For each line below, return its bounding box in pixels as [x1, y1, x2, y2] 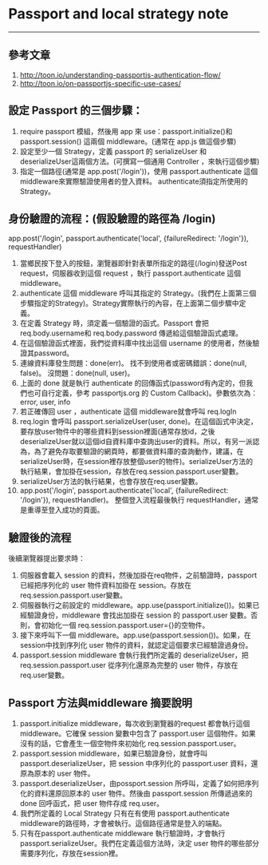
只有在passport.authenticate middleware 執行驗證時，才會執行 [19, 828, 226, 838]
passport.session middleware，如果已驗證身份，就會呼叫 [19, 748, 208, 758]
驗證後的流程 [8, 530, 72, 544]
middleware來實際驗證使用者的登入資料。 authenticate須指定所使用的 [19, 177, 249, 186]
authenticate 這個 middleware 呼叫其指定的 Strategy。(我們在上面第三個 [19, 288, 257, 298]
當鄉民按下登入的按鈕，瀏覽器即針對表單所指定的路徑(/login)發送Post [19, 259, 247, 268]
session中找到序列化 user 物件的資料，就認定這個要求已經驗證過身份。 [19, 641, 253, 650]
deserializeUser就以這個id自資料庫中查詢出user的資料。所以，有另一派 [19, 437, 253, 446]
